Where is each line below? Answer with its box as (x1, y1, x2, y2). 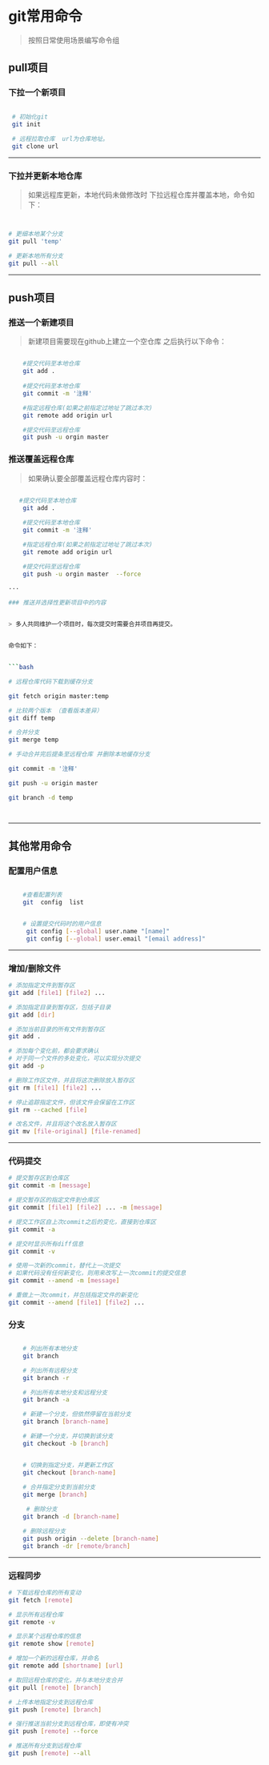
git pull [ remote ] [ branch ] (8, 1683, 102, 1691)
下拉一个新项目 (8, 87, 66, 98)
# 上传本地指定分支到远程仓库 (8, 1698, 94, 1706)
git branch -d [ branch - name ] (22, 1513, 120, 1521)
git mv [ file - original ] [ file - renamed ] (8, 1128, 142, 1136)
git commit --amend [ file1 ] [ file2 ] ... (8, 1298, 146, 1306)
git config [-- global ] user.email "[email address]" (26, 934, 206, 943)
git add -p (8, 1062, 45, 1070)
